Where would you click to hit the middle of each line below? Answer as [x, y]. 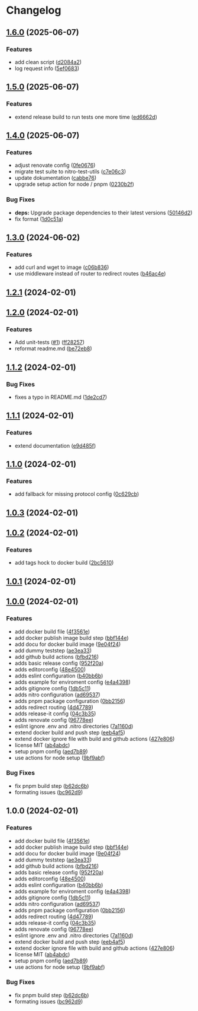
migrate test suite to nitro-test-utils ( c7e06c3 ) [70, 172]
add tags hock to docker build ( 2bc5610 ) [64, 563]
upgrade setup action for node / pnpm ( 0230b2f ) [74, 184]
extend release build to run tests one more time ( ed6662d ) [86, 117]
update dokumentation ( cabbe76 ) [56, 178]
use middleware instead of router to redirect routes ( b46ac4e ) [90, 274]
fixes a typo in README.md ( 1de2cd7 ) [61, 397]
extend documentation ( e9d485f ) [55, 445]
